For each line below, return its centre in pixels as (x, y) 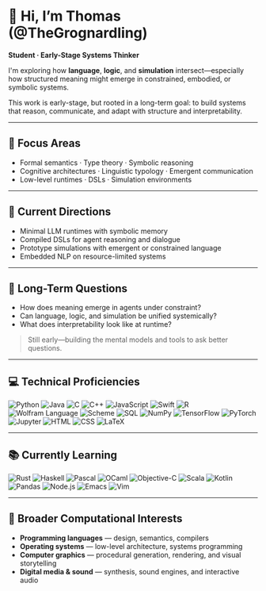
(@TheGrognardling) (78, 33)
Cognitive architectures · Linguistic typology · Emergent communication (136, 171)
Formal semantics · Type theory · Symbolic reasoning (106, 163)
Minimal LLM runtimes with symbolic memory (94, 231)
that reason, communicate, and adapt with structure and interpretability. (125, 111)
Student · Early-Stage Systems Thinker (74, 55)
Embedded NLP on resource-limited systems (93, 256)
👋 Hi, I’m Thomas (65, 16)
